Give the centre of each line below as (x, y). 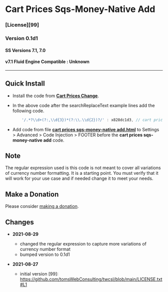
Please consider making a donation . (42, 206)
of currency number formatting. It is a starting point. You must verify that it (82, 173)
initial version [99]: (39, 273)
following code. (28, 111)
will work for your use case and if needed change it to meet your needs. (79, 178)
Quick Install (25, 84)
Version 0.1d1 (22, 39)
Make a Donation (32, 194)
